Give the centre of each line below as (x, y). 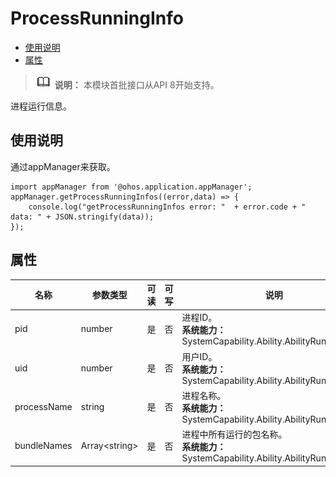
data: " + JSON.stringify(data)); (82, 217)
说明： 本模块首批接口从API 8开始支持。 (137, 84)
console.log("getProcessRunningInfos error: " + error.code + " (167, 207)
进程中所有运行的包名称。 (234, 434)
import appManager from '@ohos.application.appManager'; (131, 187)
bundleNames (43, 446)
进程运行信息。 (41, 106)
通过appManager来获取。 (63, 166)
